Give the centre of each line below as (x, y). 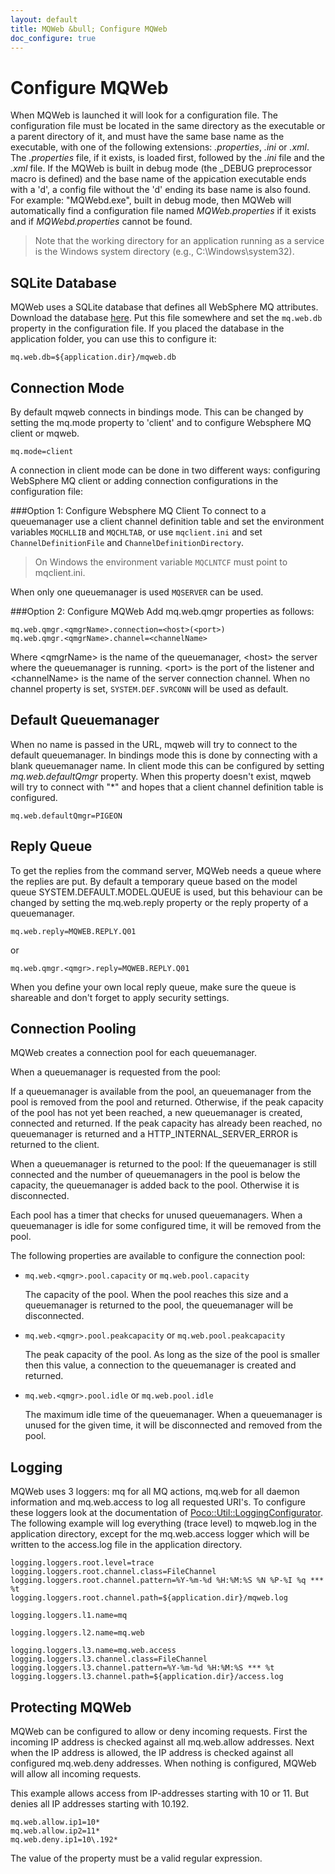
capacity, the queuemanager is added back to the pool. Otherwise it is (155, 1185)
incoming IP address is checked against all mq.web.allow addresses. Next (162, 1742)
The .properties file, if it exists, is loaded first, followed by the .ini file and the (167, 158)
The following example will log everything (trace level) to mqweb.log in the (163, 1523)
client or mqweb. (45, 433)
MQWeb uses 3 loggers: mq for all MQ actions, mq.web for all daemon (155, 1492)
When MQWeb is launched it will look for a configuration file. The (144, 115)
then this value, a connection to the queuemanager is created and (160, 1365)
